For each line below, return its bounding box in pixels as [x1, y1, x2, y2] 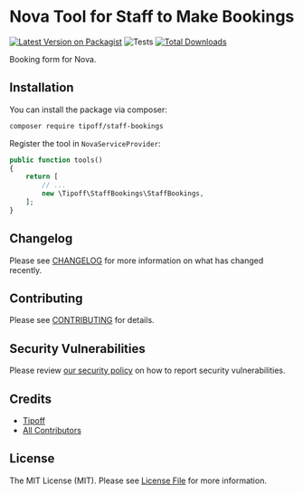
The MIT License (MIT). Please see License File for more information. [9, 475, 267, 486]
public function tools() [9, 156, 103, 165]
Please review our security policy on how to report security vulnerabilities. [9, 365, 286, 376]
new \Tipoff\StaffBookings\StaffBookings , [42, 189, 204, 198]
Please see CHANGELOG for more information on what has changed [9, 255, 264, 266]
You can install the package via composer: [9, 104, 167, 115]
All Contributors [22, 425, 81, 435]
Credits [9, 391, 52, 406]
